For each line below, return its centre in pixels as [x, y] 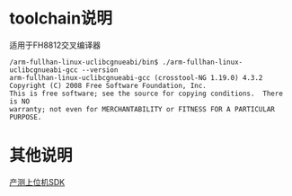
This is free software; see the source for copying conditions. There [146, 94]
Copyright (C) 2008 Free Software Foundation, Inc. [108, 85]
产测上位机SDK [37, 182]
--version [100, 70]
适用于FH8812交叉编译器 [55, 45]
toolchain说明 [61, 18]
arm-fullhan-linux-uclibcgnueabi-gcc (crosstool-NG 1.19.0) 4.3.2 [136, 77]
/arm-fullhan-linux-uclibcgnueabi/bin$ [84, 62]
